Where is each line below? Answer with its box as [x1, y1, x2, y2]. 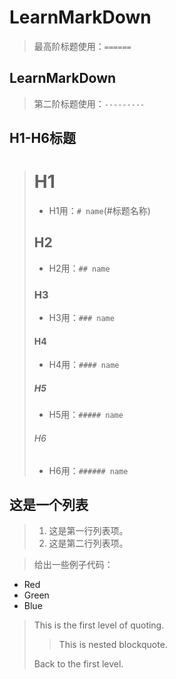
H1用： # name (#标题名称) [48, 205, 151, 217]
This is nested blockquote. [58, 639, 168, 651]
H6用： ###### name [48, 464, 129, 476]
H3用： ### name [48, 312, 115, 324]
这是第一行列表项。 [48, 525, 129, 537]
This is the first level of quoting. [33, 619, 165, 631]
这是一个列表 [9, 496, 89, 513]
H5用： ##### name [48, 409, 124, 421]
